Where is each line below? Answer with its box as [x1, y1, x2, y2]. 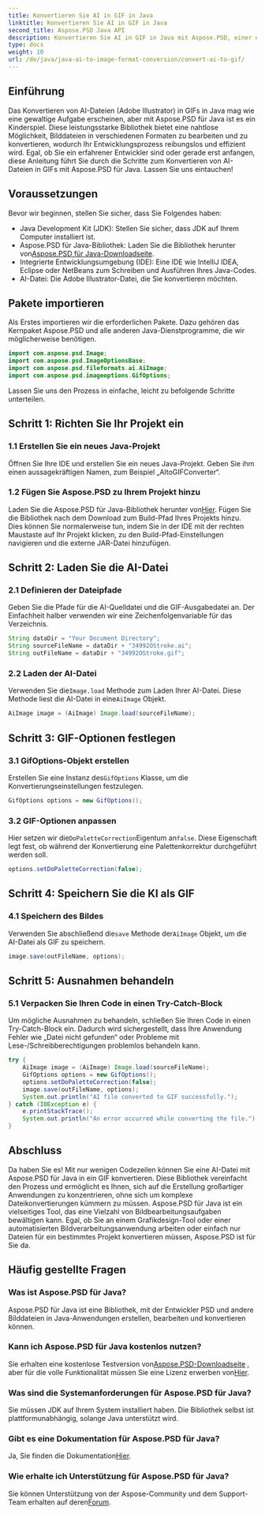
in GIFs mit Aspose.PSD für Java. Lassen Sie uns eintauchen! [35, 164, 234, 174]
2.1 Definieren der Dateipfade [8, 585, 122, 596]
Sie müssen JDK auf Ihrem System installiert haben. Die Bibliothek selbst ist [8, 1405, 254, 1415]
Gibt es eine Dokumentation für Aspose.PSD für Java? [8, 1434, 220, 1445]
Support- [218, 1489, 248, 1498]
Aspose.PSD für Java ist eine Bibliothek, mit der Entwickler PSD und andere [8, 1305, 254, 1314]
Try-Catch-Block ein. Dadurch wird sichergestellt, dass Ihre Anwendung [8, 1024, 242, 1034]
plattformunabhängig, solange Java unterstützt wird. [8, 1414, 179, 1423]
